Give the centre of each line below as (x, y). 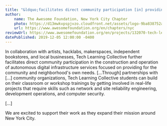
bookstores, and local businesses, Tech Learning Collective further (74, 57)
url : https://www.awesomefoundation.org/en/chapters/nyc (74, 28)
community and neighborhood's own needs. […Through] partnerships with (82, 72)
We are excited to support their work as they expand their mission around (80, 113)
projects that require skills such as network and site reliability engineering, (81, 88)
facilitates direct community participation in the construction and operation (82, 62)
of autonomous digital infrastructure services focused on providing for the (81, 67)
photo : (21, 24)
